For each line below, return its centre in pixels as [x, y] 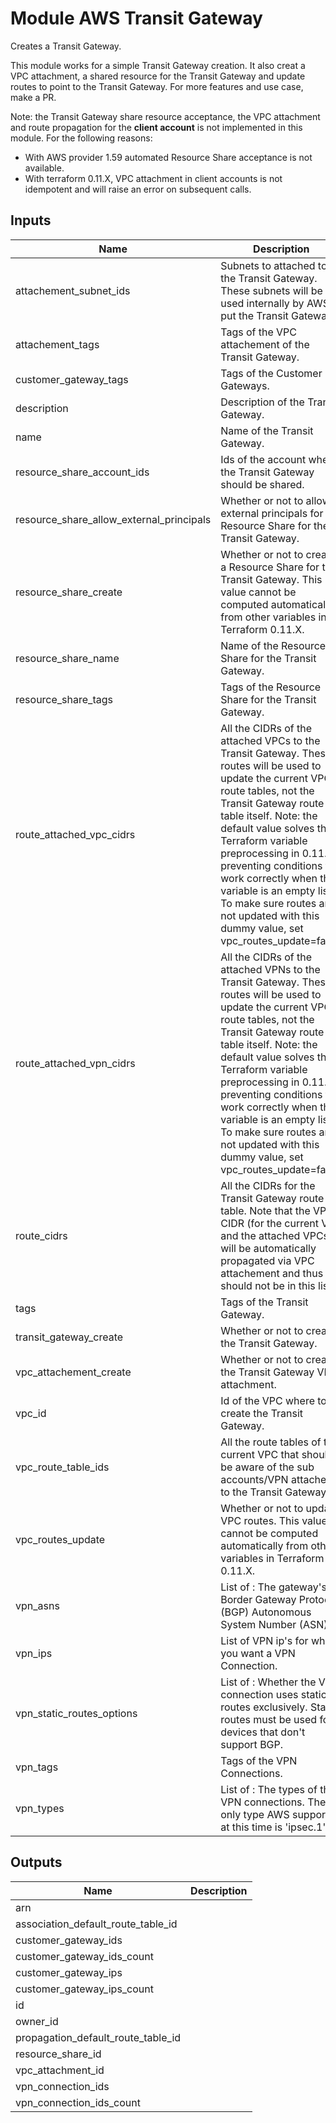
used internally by [262, 303]
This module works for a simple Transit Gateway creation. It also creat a [158, 65]
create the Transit [262, 1413]
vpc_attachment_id [60, 2070]
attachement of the [265, 344]
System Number [258, 1624]
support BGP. [252, 1744]
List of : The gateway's [273, 1587]
